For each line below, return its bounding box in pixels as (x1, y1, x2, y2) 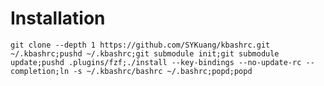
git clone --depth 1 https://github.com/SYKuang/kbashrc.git (10, 40, 271, 50)
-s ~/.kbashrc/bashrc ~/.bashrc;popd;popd (73, 66, 253, 76)
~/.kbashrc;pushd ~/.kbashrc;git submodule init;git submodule (10, 48, 280, 59)
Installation (10, 7, 106, 30)
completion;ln (10, 66, 70, 76)
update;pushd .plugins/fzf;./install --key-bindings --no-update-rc (10, 57, 302, 67)
